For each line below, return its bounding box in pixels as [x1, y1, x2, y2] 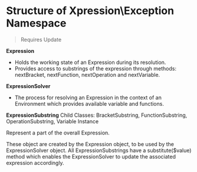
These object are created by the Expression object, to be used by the [6, 140, 174, 147]
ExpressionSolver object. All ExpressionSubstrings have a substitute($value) [6, 147, 192, 154]
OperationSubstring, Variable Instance [6, 117, 99, 124]
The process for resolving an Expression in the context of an [14, 94, 162, 101]
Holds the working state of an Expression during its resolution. [14, 59, 166, 66]
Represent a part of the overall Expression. [6, 129, 110, 136]
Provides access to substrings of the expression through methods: [14, 65, 177, 72]
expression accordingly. [6, 159, 64, 166]
